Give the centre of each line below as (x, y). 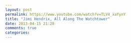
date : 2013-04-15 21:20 (30, 23)
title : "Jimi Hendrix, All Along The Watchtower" (58, 19)
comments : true (21, 28)
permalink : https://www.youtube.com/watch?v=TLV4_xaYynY (65, 14)
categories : (17, 33)
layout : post (19, 10)
